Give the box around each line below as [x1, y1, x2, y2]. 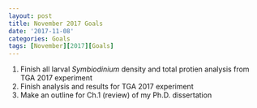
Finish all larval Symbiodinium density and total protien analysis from [19, 64, 250, 74]
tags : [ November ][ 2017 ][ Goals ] [8, 42, 114, 50]
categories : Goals [8, 34, 71, 43]
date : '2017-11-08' [8, 27, 75, 35]
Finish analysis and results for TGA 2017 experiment [19, 82, 194, 92]
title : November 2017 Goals [8, 19, 104, 28]
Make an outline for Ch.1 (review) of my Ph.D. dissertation [19, 90, 212, 100]
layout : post [8, 11, 53, 20]
